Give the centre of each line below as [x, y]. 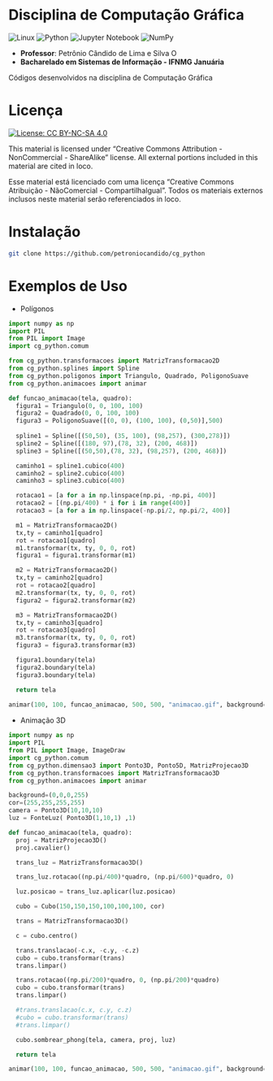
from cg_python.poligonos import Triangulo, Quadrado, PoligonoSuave [129, 376]
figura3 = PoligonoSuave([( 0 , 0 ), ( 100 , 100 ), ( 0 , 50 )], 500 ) [119, 421]
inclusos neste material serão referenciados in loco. [95, 199]
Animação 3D [43, 720]
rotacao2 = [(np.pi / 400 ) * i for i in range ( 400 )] [103, 503]
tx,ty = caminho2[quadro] [60, 578]
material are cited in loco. [51, 166]
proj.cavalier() [43, 848]
